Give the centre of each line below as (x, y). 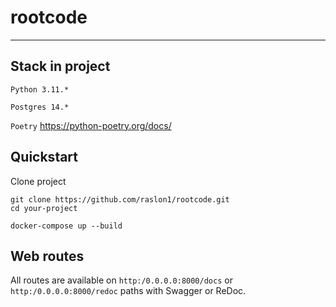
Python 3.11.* (40, 89)
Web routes (47, 256)
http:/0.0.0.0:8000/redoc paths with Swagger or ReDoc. (128, 291)
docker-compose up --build (66, 226)
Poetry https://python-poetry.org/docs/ (91, 125)
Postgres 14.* (40, 107)
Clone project (38, 181)
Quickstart (44, 157)
